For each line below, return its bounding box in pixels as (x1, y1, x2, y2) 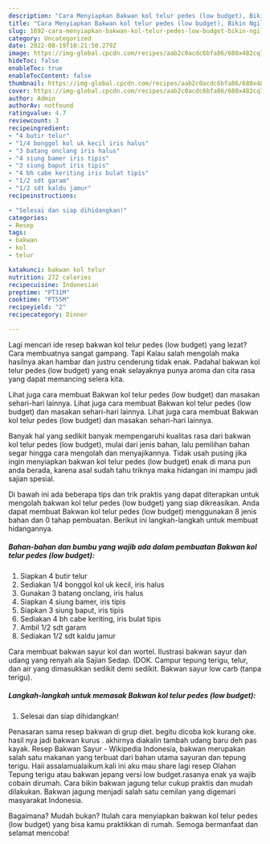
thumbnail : (8, 79, 45, 87)
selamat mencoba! (8, 828, 70, 838)
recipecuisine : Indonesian (8, 281, 99, 289)
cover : (8, 86, 31, 95)
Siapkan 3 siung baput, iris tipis (19, 605, 125, 615)
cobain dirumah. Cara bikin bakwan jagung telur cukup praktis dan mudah (8, 778, 253, 788)
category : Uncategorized (8, 34, 92, 43)
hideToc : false (8, 57, 59, 65)
